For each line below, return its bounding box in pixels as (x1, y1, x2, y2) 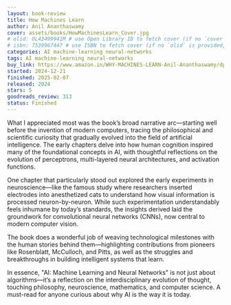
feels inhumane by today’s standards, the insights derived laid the (7, 204, 193, 213)
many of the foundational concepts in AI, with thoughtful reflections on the (7, 147, 218, 156)
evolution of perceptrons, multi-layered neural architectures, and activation (7, 155, 220, 163)
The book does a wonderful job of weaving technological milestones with (7, 233, 215, 241)
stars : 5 (7, 87, 32, 94)
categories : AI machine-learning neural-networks (7, 49, 153, 56)
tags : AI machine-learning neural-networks (7, 55, 134, 62)
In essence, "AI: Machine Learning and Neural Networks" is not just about (7, 268, 216, 276)
